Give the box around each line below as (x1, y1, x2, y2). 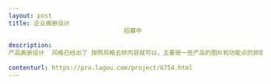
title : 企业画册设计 (8, 19, 70, 27)
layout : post (8, 11, 52, 20)
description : (8, 42, 52, 50)
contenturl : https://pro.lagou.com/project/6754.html (8, 64, 194, 72)
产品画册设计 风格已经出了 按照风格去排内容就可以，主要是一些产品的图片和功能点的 (8, 49, 254, 57)
